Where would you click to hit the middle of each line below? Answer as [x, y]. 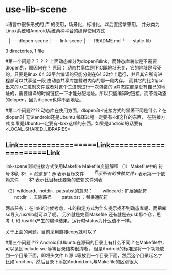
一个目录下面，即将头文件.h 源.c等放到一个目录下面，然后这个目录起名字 [86, 255]
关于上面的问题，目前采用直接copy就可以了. [52, 232]
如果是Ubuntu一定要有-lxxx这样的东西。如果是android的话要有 [77, 123]
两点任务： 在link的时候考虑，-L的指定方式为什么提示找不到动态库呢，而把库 [86, 208]
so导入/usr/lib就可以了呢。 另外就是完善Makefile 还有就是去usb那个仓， [81, 214]
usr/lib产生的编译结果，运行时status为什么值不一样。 [79, 221]
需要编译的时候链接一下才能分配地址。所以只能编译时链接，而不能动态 [93, 93]
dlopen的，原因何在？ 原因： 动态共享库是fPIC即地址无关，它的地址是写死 [83, 67]
